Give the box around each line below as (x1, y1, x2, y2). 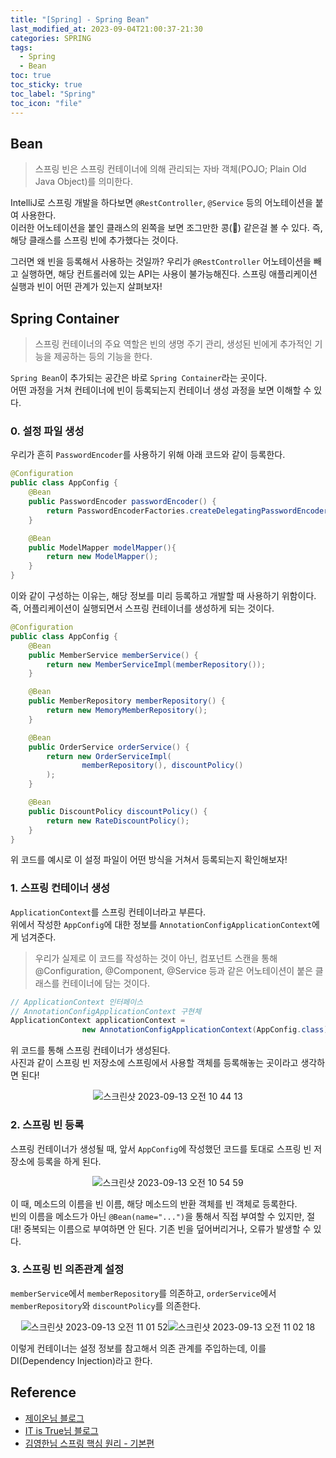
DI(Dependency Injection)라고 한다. (10, 1354, 153, 1366)
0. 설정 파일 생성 (10, 424, 85, 438)
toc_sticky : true (10, 80, 83, 90)
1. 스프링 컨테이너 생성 (10, 881, 111, 895)
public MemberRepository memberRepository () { (28, 696, 226, 706)
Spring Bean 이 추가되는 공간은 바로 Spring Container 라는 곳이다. (10, 372, 268, 384)
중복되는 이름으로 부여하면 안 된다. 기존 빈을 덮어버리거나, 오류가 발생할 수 (23, 1222, 312, 1235)
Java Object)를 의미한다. (34, 176, 133, 188)
